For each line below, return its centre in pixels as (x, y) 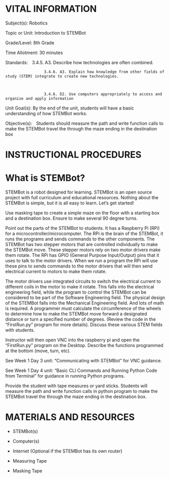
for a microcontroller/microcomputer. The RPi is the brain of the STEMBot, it (84, 234)
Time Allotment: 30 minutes (34, 52)
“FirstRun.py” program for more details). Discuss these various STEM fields (84, 325)
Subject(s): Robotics (27, 23)
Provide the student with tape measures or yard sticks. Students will (76, 386)
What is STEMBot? (45, 178)
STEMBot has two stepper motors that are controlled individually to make (82, 245)
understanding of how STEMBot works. (46, 113)
